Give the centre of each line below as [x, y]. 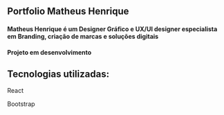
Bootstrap [21, 104]
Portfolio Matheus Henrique [68, 11]
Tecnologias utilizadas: [58, 74]
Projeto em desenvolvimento [49, 52]
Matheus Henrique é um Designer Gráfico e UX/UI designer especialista [112, 29]
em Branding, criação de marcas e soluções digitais [83, 36]
